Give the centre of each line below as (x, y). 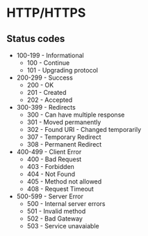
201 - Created (47, 93)
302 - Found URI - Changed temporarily (84, 130)
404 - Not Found (51, 174)
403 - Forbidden (50, 167)
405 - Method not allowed (64, 182)
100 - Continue (48, 63)
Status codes (36, 39)
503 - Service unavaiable (63, 226)
